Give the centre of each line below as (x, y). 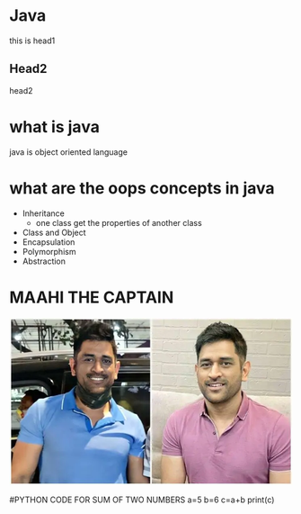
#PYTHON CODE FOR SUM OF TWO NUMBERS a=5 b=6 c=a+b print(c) (142, 500)
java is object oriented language (69, 152)
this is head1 (32, 41)
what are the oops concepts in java (142, 188)
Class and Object (54, 232)
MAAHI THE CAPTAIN (92, 297)
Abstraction (44, 261)
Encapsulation (49, 242)
